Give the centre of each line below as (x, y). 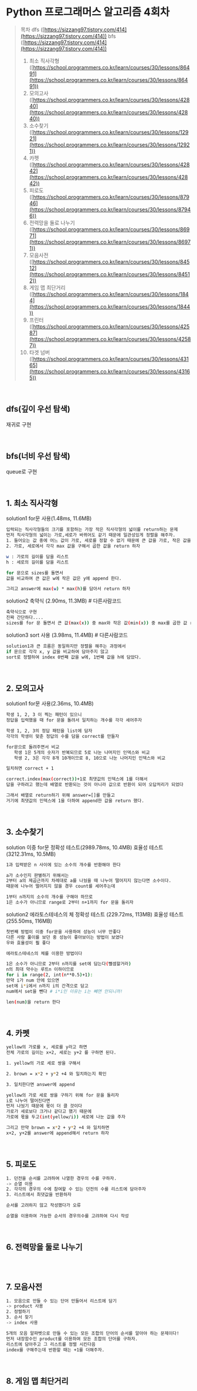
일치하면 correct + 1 (30, 769)
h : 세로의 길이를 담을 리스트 (38, 562)
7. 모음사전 (24, 1287)
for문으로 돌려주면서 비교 (33, 747)
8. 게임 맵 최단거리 (37, 1381)
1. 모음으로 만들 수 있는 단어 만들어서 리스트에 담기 (62, 1301)
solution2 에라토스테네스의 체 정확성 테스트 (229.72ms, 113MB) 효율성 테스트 (95, 914)
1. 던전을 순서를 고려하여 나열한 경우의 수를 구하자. (62, 1178)
